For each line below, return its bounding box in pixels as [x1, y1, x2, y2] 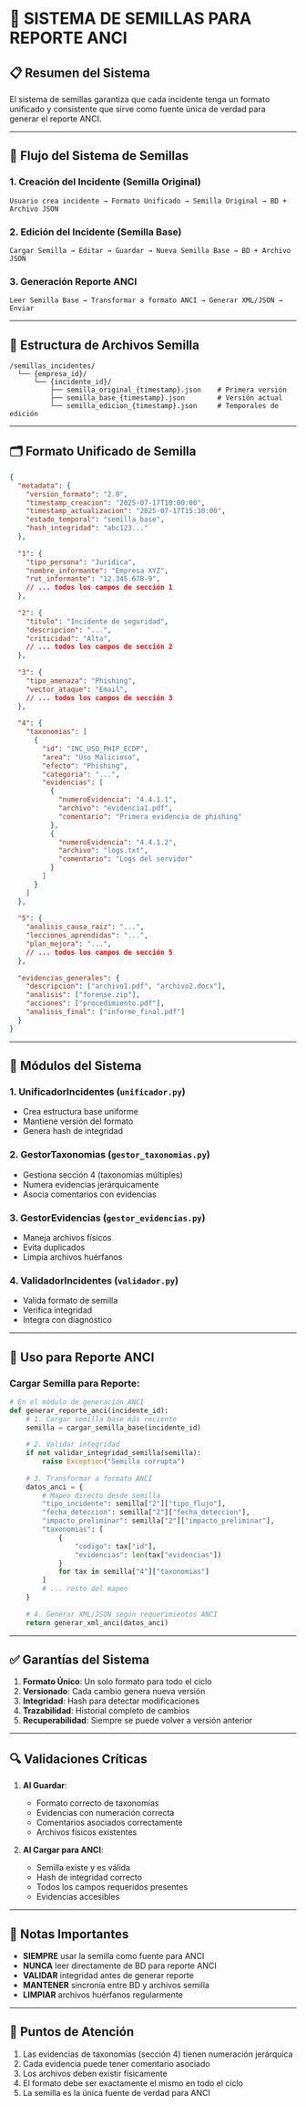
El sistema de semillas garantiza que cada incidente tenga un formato [9, 94, 270, 104]
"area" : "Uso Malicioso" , [42, 752, 141, 761]
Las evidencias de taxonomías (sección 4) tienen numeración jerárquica [22, 2049, 293, 2060]
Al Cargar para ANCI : [22, 1844, 104, 1856]
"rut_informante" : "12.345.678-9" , [25, 574, 161, 583]
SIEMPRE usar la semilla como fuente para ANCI [22, 1950, 205, 1961]
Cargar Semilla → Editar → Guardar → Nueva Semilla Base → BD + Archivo [9, 246, 291, 255]
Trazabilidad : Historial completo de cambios [22, 1705, 190, 1716]
